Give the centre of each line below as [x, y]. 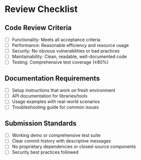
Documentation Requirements [52, 78]
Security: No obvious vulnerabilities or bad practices [66, 51]
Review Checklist [41, 9]
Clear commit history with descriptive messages [61, 141]
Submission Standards [41, 123]
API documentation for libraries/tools [50, 96]
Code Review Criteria [38, 28]
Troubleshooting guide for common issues [55, 107]
